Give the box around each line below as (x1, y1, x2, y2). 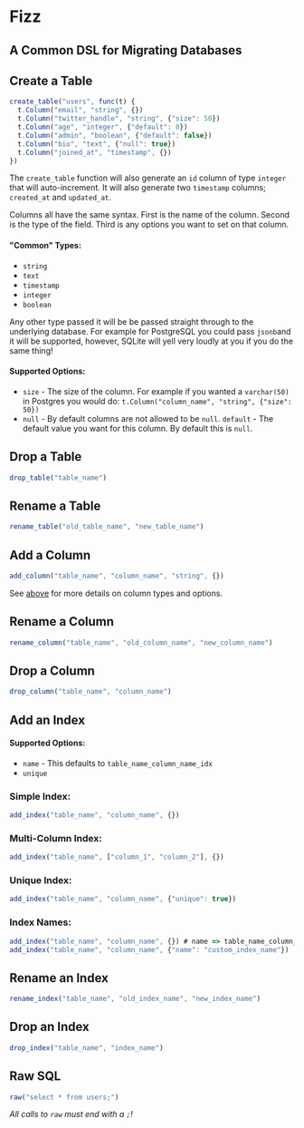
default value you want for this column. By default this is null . (22, 423, 253, 433)
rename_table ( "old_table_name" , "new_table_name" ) (9, 522, 204, 531)
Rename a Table (9, 498, 101, 513)
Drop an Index (9, 1019, 90, 1035)
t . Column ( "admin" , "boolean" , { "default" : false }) (17, 131, 213, 140)
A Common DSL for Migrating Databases (9, 43, 242, 58)
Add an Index (9, 712, 86, 727)
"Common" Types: (9, 239, 81, 250)
